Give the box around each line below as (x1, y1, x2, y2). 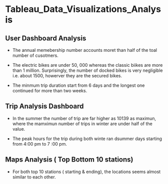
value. (12, 126, 25, 132)
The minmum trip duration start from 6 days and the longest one (12, 82, 145, 88)
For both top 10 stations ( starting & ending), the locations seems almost (12, 169, 161, 175)
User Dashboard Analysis (5, 34, 86, 42)
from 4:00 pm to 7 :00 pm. (12, 141, 67, 147)
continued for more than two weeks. (12, 88, 87, 93)
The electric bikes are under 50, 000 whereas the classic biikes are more (12, 62, 163, 68)
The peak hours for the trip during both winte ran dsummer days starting (12, 136, 162, 142)
